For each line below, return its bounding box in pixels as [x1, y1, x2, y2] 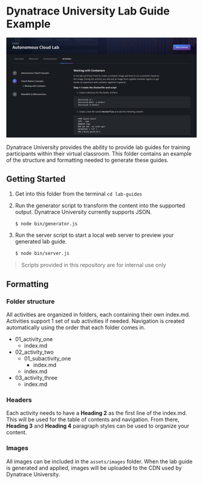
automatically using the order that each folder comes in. [6, 324, 146, 331]
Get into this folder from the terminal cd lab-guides [14, 190, 143, 197]
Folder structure [6, 297, 55, 305]
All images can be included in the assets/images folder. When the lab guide [6, 457, 193, 465]
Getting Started [6, 174, 66, 184]
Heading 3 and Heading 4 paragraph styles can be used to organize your [6, 422, 190, 429]
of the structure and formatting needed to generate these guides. [6, 156, 169, 164]
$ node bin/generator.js [14, 220, 78, 227]
